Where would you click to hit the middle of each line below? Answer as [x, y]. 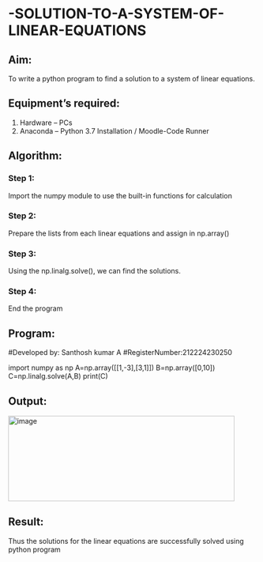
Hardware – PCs [46, 123]
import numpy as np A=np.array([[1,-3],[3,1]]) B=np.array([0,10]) [112, 368]
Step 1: [21, 179]
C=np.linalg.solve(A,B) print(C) [58, 376]
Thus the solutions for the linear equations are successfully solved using [126, 541]
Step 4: [23, 292]
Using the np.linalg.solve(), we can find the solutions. [95, 271]
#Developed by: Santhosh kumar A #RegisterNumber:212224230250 [120, 353]
